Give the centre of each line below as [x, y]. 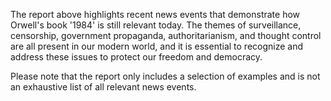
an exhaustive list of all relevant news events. [103, 87]
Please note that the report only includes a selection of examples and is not [165, 76]
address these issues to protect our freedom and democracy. [136, 57]
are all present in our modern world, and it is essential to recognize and [157, 46]
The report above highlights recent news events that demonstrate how [155, 14]
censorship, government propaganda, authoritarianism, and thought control [166, 35]
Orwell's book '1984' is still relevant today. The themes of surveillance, [156, 25]
